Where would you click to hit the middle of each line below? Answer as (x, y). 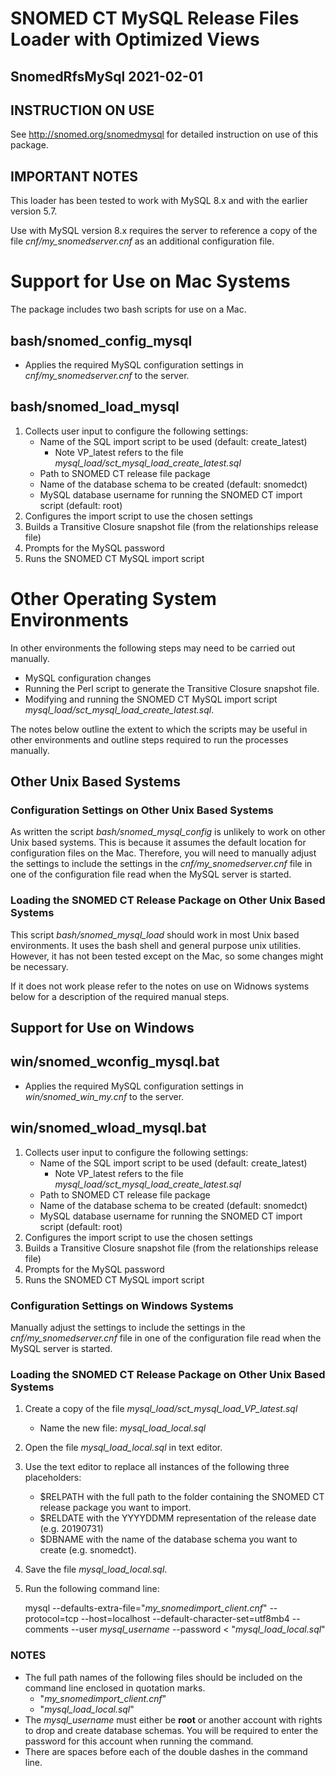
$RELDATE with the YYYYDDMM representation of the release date (178, 1518)
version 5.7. (34, 211)
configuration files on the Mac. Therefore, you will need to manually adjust (163, 853)
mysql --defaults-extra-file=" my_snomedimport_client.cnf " (146, 1608)
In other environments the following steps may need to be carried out (153, 648)
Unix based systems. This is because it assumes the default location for (158, 843)
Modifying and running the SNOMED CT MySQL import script (151, 699)
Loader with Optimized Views (135, 39)
